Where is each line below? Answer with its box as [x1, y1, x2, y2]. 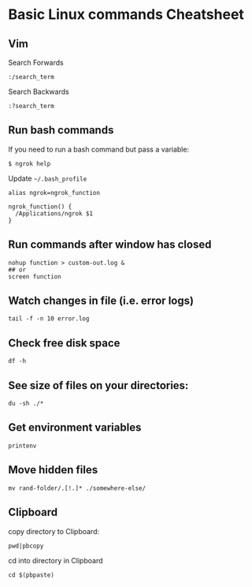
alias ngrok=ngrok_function [8, 189, 101, 196]
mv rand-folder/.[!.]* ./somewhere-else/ [8, 484, 146, 492]
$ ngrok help [8, 159, 51, 167]
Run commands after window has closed [8, 238, 212, 252]
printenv [8, 442, 37, 450]
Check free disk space [8, 336, 120, 350]
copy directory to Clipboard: [8, 526, 100, 536]
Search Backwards [8, 87, 69, 96]
